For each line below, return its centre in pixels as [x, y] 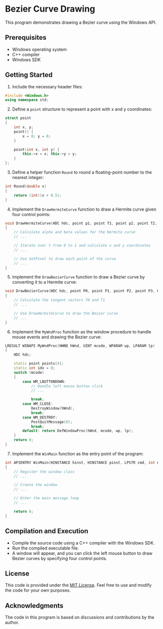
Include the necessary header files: [47, 86]
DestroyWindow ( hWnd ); [53, 409]
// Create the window [35, 485]
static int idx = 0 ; [34, 368]
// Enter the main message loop [46, 498]
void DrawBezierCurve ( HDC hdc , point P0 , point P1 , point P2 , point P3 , [80, 291]
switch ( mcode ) [29, 372]
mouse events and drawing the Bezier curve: [57, 337]
